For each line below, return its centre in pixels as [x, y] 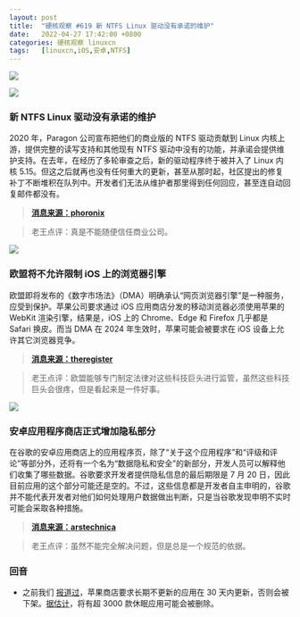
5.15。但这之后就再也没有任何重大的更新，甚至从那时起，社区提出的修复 [151, 171]
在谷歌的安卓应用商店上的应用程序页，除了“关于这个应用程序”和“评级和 [140, 453]
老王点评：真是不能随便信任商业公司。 [101, 232]
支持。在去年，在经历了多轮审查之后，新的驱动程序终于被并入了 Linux [145, 161]
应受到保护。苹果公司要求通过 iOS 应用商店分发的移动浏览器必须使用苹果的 [147, 306]
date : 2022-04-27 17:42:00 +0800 [75, 34]
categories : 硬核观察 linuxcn [62, 42]
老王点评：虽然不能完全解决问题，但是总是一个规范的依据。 [141, 546]
